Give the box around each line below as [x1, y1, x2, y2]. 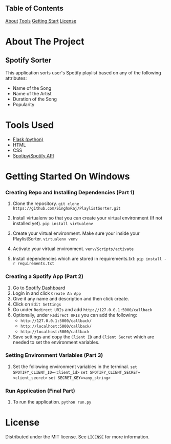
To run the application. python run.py [12, 399, 92, 405]
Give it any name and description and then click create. [12, 295, 130, 301]
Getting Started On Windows [5, 170, 130, 182]
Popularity [12, 101, 35, 107]
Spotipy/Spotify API [12, 152, 54, 158]
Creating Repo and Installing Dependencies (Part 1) [5, 189, 135, 196]
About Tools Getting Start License [5, 17, 77, 24]
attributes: [5, 75, 27, 81]
